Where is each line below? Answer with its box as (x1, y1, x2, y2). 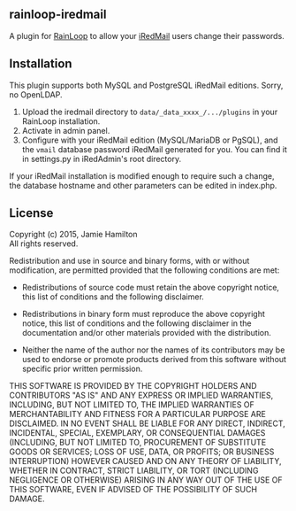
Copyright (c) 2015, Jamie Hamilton (9, 229, 138, 240)
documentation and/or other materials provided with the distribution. (21, 328, 271, 338)
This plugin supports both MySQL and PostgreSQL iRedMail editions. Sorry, (9, 80, 284, 90)
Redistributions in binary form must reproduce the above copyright (21, 309, 265, 320)
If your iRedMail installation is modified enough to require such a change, (9, 170, 276, 181)
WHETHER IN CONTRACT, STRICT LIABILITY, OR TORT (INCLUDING (9, 465, 259, 476)
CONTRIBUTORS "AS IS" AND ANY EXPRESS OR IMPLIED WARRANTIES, (9, 390, 274, 401)
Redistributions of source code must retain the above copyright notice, (21, 283, 280, 293)
